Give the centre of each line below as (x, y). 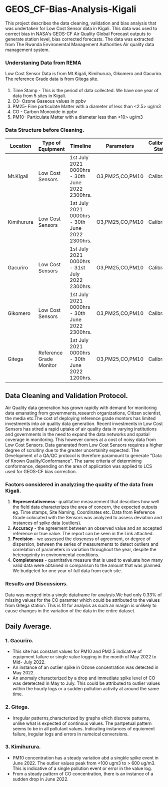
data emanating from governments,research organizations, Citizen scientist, (83, 413)
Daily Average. (28, 626)
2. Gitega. (17, 707)
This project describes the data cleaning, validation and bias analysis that (81, 23)
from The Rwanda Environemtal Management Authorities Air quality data (80, 44)
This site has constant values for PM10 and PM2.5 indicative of (77, 651)
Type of (51, 143)
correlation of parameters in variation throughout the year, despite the (84, 550)
